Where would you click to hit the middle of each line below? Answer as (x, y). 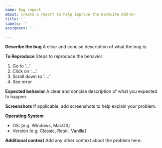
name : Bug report (23, 10)
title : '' (15, 19)
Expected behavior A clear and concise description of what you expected (81, 91)
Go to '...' (21, 66)
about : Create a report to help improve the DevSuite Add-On (70, 14)
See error (22, 82)
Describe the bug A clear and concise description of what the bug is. (76, 47)
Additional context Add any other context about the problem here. (74, 141)
